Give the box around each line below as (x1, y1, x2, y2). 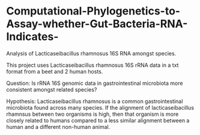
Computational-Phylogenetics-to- (6, 4, 181, 18)
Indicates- (6, 30, 59, 43)
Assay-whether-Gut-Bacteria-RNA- (6, 17, 188, 31)
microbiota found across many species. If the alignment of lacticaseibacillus (6, 104, 194, 111)
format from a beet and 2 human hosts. (6, 67, 103, 75)
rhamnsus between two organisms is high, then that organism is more (6, 110, 179, 118)
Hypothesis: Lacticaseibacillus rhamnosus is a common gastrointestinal (6, 98, 183, 105)
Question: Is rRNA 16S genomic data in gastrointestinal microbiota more (6, 80, 183, 87)
